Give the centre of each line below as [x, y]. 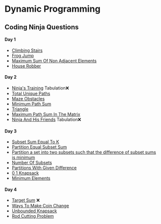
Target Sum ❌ [26, 200]
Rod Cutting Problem [33, 216]
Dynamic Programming [53, 9]
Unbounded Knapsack [34, 211]
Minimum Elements [31, 178]
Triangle [20, 109]
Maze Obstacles [28, 98]
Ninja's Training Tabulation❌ [40, 88]
